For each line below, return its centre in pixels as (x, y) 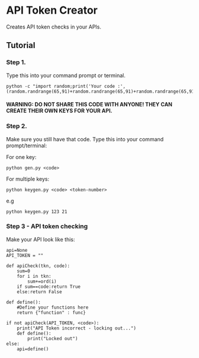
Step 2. (17, 126)
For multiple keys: (28, 179)
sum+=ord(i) (42, 281)
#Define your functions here (53, 307)
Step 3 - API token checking (47, 226)
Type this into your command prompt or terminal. (66, 75)
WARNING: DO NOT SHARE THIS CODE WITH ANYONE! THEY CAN (89, 104)
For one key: (21, 157)
